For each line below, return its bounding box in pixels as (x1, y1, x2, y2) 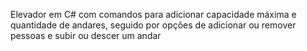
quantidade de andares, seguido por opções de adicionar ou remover (10, 19, 297, 31)
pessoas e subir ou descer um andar (10, 30, 162, 41)
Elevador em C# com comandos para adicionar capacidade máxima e (10, 9, 297, 20)
